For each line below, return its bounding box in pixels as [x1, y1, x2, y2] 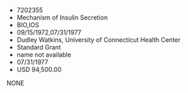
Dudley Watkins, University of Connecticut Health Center [16, 36, 181, 44]
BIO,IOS [16, 21, 40, 29]
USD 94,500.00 [16, 66, 62, 73]
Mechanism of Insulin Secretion [16, 13, 108, 22]
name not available [16, 50, 71, 59]
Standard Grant [16, 43, 61, 51]
